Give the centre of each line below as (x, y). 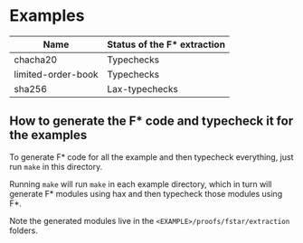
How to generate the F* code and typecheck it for (151, 121)
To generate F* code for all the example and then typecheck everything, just (151, 157)
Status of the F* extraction (166, 44)
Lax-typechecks (142, 89)
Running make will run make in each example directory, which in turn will (141, 184)
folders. (24, 230)
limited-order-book (56, 74)
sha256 (31, 89)
